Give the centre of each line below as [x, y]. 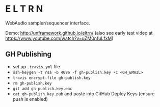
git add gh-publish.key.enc [42, 89]
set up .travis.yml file [36, 66]
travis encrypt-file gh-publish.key [51, 78]
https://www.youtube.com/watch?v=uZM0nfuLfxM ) [59, 38]
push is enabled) [30, 99]
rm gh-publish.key [32, 83]
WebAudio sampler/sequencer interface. [48, 23]
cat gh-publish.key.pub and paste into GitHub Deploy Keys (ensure [84, 93]
